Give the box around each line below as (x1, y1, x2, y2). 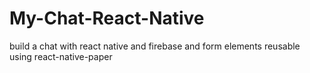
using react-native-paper (9, 50, 113, 62)
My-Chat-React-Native (9, 7, 205, 30)
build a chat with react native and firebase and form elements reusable (9, 40, 301, 52)
